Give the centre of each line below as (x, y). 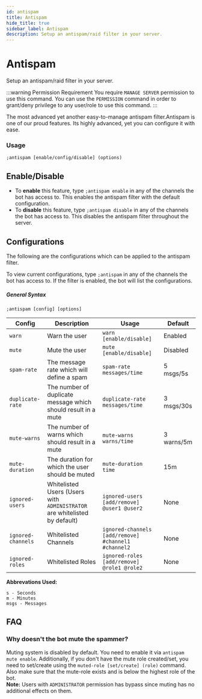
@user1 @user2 (123, 508)
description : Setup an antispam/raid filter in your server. (84, 34)
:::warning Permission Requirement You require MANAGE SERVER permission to (100, 92)
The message (66, 362)
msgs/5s (176, 373)
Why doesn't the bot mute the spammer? (67, 639)
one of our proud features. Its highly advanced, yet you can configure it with (101, 124)
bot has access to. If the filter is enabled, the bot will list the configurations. (99, 280)
